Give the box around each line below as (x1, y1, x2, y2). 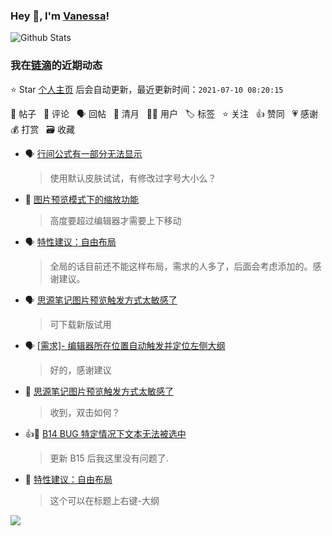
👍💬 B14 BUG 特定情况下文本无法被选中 (24, 427, 187, 439)
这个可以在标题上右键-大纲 (49, 494, 160, 506)
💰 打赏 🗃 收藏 (10, 123, 75, 135)
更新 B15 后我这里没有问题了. (49, 452, 169, 464)
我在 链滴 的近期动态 (10, 59, 103, 73)
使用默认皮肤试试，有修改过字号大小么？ (49, 172, 217, 184)
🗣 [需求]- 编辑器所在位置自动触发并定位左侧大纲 (24, 339, 226, 351)
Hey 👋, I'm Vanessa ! (10, 9, 110, 23)
